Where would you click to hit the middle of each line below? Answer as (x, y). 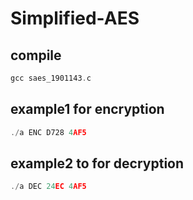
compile (36, 55)
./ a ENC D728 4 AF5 (48, 132)
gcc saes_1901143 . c (51, 78)
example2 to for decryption (97, 163)
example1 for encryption (87, 109)
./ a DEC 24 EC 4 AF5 (48, 187)
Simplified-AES (75, 18)
